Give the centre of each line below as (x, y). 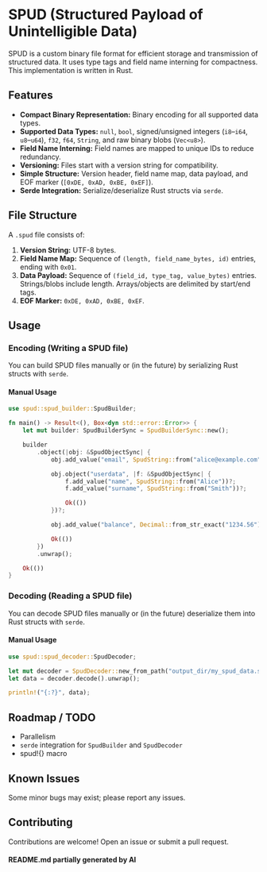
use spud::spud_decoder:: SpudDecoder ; (72, 657)
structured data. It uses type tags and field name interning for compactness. (133, 62)
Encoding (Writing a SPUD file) (68, 348)
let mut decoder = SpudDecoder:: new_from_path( (89, 671)
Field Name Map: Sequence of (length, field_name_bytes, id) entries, (138, 258)
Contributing (41, 822)
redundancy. (40, 156)
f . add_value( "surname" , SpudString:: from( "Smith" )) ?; (156, 489)
